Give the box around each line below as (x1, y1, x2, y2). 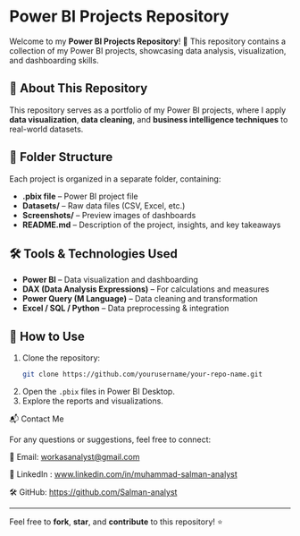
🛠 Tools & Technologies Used (9, 246, 179, 261)
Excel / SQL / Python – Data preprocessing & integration (21, 302, 229, 314)
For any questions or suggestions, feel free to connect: (9, 434, 212, 445)
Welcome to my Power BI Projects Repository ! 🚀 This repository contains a (9, 36, 287, 47)
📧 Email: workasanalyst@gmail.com (9, 452, 140, 463)
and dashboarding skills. (9, 55, 100, 65)
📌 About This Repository (9, 81, 148, 96)
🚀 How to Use (9, 328, 85, 344)
